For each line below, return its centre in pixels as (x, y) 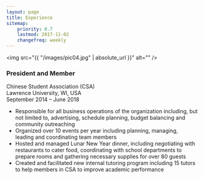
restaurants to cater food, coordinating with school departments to (98, 150)
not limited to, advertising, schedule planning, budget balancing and (100, 118)
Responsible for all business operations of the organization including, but (106, 111)
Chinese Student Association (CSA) (51, 86)
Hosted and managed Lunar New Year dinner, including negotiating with (105, 144)
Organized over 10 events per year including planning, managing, (96, 131)
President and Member (41, 73)
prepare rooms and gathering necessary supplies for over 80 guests (100, 156)
